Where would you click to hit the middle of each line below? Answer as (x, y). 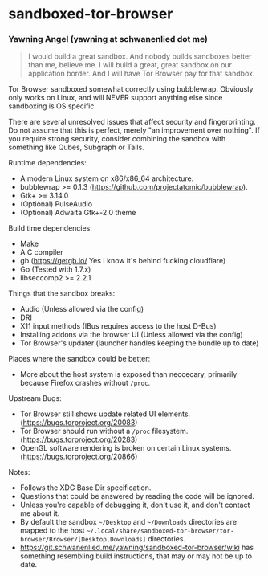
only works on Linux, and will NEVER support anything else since (116, 98)
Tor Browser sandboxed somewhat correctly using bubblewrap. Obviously (131, 89)
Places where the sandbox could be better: (79, 359)
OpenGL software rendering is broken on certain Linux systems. (126, 448)
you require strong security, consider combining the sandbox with (117, 139)
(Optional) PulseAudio (56, 204)
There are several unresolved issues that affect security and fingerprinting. (132, 122)
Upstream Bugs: (35, 398)
